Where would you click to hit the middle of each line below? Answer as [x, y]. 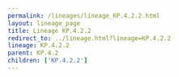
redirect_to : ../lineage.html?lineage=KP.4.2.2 [89, 38]
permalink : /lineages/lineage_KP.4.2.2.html [84, 16]
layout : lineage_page [44, 23]
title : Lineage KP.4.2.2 [49, 30]
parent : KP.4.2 [33, 53]
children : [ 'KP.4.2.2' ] [48, 61]
